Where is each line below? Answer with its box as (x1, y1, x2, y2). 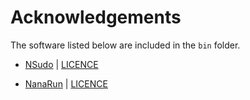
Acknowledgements (10, 6, 182, 29)
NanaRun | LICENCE (24, 77, 108, 90)
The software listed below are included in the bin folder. (10, 39, 241, 51)
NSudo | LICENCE (24, 58, 99, 70)
